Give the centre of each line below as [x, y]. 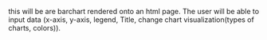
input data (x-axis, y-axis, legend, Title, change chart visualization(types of [132, 20]
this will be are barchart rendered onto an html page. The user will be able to [134, 11]
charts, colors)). [35, 28]
